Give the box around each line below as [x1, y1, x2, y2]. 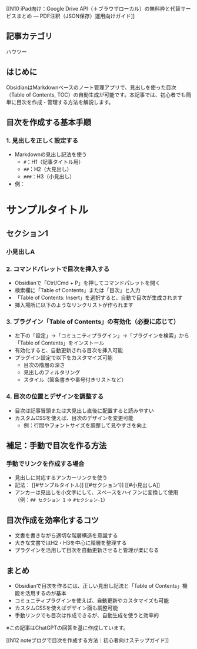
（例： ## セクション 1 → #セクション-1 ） [14, 496, 109, 504]
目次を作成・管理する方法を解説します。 [16, 98, 114, 105]
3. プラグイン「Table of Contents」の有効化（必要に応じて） [6, 317, 179, 326]
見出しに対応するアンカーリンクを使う [14, 474, 108, 481]
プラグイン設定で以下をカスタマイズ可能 [14, 354, 113, 361]
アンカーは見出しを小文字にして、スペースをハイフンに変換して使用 [14, 489, 179, 496]
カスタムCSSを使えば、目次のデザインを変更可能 [14, 414, 133, 421]
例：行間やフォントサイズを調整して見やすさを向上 [23, 422, 147, 429]
